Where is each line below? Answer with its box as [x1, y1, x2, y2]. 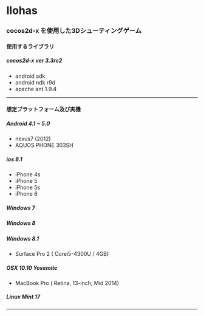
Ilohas [6, 4, 38, 18]
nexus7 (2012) [15, 135, 51, 143]
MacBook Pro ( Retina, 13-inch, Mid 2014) [15, 279, 120, 286]
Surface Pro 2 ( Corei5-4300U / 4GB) [15, 250, 109, 257]
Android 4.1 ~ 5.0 [6, 120, 50, 127]
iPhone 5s [15, 184, 41, 191]
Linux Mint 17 [6, 293, 41, 301]
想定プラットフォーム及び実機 [6, 106, 81, 113]
